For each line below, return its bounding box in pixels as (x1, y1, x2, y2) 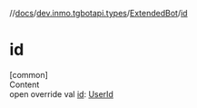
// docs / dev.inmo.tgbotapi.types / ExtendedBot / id (9, 8, 188, 18)
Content (9, 79, 40, 90)
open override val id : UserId (9, 88, 113, 99)
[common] (9, 69, 48, 80)
